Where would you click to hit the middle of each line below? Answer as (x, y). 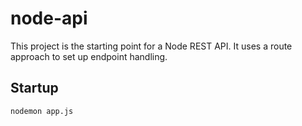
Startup (34, 88)
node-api (49, 18)
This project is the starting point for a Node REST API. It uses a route (151, 46)
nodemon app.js (42, 111)
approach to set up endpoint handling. (89, 56)
